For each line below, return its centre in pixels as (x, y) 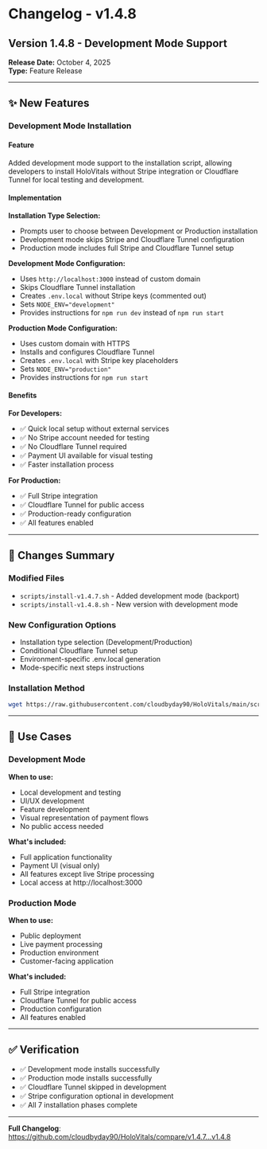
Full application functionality (66, 857)
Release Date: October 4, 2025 (60, 62)
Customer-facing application (66, 961)
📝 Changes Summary (62, 555)
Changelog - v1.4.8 (73, 14)
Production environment (59, 953)
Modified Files (37, 578)
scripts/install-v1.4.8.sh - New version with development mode (129, 604)
